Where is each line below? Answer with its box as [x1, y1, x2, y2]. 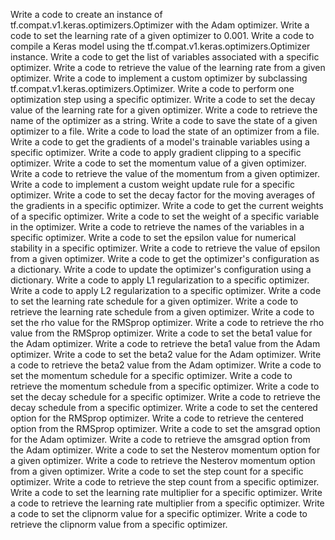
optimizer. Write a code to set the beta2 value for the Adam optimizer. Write [10, 349, 322, 360]
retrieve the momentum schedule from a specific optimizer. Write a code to [10, 380, 320, 392]
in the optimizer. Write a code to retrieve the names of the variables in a [10, 221, 305, 233]
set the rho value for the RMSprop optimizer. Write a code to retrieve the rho [10, 317, 325, 328]
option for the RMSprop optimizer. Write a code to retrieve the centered [10, 412, 304, 424]
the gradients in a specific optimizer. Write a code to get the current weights [10, 200, 324, 211]
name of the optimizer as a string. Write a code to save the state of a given [10, 115, 318, 126]
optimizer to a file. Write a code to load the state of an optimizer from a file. [10, 125, 320, 137]
